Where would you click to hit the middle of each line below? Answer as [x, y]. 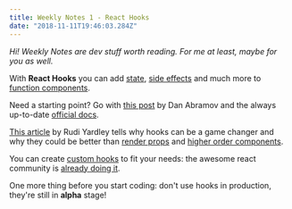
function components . [50, 88]
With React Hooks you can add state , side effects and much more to [135, 78]
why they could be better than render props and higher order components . [146, 141]
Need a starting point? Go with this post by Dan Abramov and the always [143, 104]
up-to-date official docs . [54, 114]
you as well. [31, 61]
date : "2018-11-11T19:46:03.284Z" [74, 26]
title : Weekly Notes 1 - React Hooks [79, 17]
